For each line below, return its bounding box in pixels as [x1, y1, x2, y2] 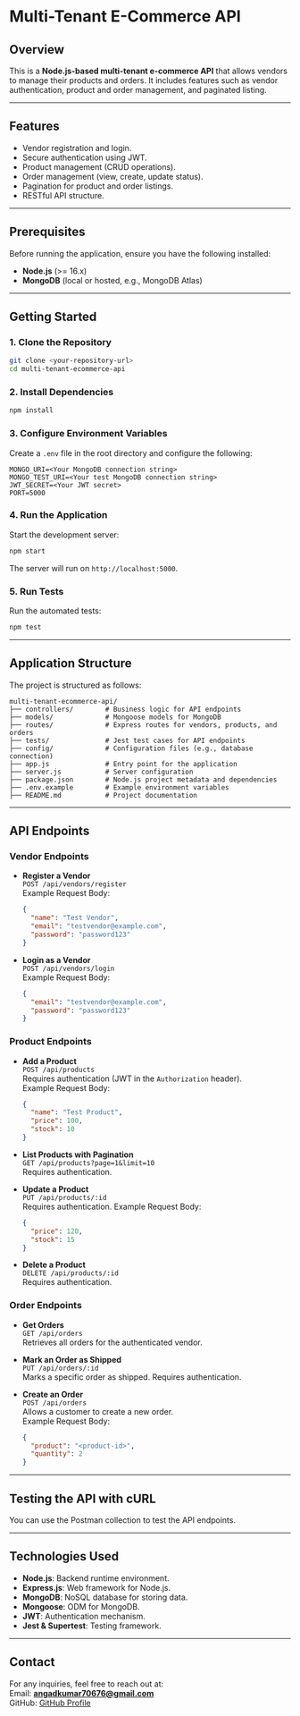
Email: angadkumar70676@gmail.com [9, 1687, 154, 1698]
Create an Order [21, 1389, 83, 1399]
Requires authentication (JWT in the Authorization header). [21, 1073, 243, 1084]
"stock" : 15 [30, 1235, 75, 1244]
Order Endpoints [9, 1299, 82, 1312]
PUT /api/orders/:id [21, 1364, 99, 1373]
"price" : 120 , [30, 1227, 83, 1236]
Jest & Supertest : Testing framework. [21, 1620, 162, 1631]
